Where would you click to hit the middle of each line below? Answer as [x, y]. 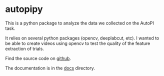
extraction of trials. [24, 48]
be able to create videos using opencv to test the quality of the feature [78, 43]
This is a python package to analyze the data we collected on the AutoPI [79, 23]
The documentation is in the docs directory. [50, 68]
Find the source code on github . [38, 58]
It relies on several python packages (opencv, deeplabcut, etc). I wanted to [82, 38]
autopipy [24, 9]
